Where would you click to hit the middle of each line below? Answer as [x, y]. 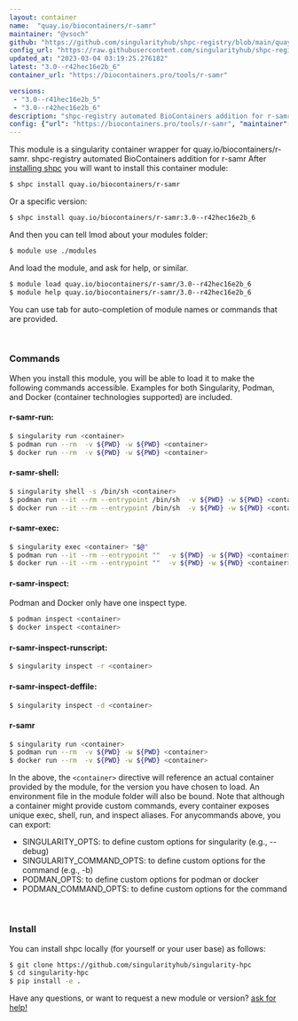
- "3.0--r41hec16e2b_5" [57, 99]
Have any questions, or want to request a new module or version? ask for [143, 998]
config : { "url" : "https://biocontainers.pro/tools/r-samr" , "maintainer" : [150, 124]
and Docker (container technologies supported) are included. [121, 397]
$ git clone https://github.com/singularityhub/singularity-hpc [130, 965]
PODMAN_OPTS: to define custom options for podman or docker [140, 880]
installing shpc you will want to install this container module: [119, 169]
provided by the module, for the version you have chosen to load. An [134, 787]
